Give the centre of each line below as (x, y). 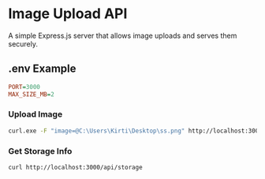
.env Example (42, 69)
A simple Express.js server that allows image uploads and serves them (123, 35)
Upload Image (35, 114)
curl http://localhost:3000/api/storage (76, 167)
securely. (23, 43)
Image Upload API (68, 14)
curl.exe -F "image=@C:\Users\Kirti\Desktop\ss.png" (97, 131)
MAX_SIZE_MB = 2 (32, 94)
